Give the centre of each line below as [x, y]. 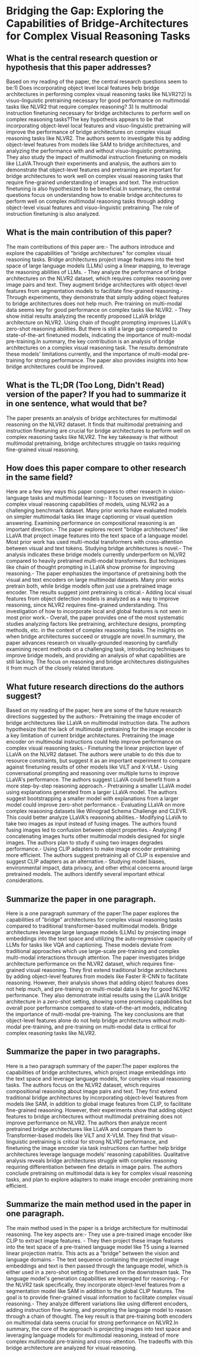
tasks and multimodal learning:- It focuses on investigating [102, 498]
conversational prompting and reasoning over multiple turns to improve [93, 773]
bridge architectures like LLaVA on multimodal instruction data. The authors [98, 723]
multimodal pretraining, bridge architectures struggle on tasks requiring [93, 443]
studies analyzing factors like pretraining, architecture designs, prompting [96, 624]
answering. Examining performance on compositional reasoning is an [91, 523]
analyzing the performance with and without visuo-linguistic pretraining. [94, 151]
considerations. [25, 880]
